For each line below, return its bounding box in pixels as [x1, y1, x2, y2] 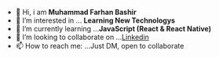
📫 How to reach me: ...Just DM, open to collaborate [15, 42, 184, 50]
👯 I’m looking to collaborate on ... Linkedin [15, 32, 149, 42]
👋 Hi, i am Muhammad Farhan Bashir [15, 8, 137, 16]
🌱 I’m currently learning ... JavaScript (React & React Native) [15, 24, 212, 33]
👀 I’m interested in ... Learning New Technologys [15, 16, 175, 25]
